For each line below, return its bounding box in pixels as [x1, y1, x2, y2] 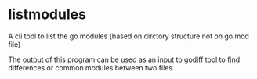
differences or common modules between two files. [8, 63, 175, 72]
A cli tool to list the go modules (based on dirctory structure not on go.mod [8, 31, 249, 41]
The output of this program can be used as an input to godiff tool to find [8, 55, 241, 64]
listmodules [8, 5, 86, 23]
